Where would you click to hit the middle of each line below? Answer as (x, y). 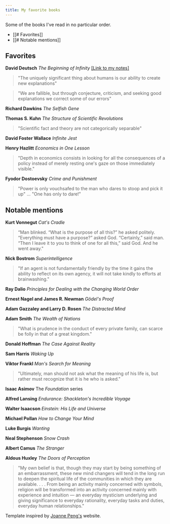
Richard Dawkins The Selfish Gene (42, 109)
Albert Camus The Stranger (35, 448)
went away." (31, 248)
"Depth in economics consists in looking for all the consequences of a (91, 158)
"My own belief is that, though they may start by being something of (89, 468)
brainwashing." (33, 279)
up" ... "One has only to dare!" (49, 194)
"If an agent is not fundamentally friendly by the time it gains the (85, 268)
